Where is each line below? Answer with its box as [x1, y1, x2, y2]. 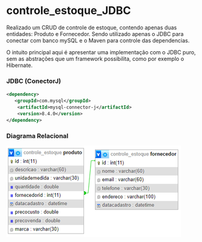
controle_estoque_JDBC [6, 4, 131, 18]
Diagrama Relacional [6, 132, 69, 140]
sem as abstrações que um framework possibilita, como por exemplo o [6, 55, 184, 62]
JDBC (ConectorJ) [6, 77, 61, 85]
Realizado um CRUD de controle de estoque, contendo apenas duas [6, 24, 177, 31]
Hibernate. [6, 62, 33, 69]
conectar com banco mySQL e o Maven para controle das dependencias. [6, 37, 190, 44]
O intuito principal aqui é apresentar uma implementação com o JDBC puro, [6, 48, 196, 55]
